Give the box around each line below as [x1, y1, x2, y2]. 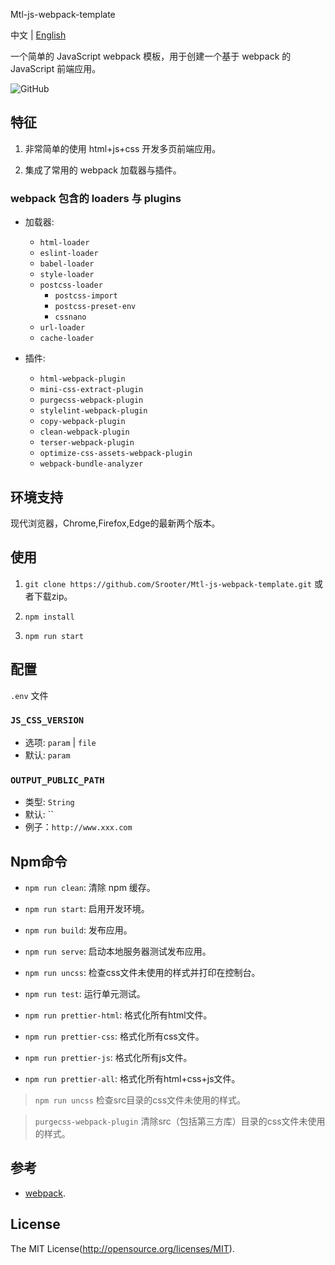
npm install [24, 612, 75, 622]
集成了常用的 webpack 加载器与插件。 [24, 164, 182, 176]
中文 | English [10, 29, 67, 41]
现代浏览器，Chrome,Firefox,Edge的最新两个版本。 [10, 517, 221, 529]
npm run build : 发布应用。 [24, 924, 133, 936]
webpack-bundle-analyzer [39, 459, 144, 469]
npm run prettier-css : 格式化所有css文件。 [24, 1030, 205, 1042]
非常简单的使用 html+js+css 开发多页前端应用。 [24, 142, 222, 154]
